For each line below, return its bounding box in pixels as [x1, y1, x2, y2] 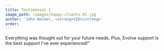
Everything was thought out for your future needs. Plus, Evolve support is [5, 35, 159, 41]
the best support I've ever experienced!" [5, 40, 90, 46]
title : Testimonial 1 [5, 7, 51, 12]
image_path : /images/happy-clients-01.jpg [5, 12, 96, 17]
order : [5, 21, 19, 26]
